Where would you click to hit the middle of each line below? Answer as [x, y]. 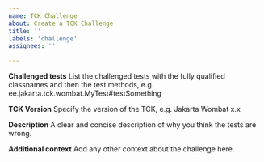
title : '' [25, 31]
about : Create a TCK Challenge [61, 23]
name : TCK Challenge [43, 16]
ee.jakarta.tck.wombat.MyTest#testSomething [85, 93]
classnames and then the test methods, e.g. [81, 85]
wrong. [20, 134]
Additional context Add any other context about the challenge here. [122, 149]
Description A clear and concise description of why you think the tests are [132, 125]
